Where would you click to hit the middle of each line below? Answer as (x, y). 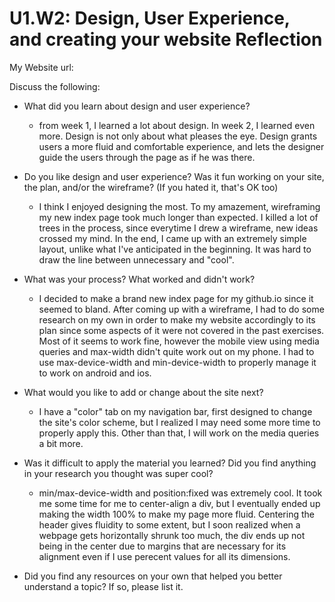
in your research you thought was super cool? (118, 473)
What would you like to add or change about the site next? (143, 392)
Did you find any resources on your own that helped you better (153, 576)
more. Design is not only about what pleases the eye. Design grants (178, 136)
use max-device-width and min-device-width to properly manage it (177, 362)
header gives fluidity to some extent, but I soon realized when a (169, 524)
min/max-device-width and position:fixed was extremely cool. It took (180, 493)
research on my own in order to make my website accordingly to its (177, 319)
